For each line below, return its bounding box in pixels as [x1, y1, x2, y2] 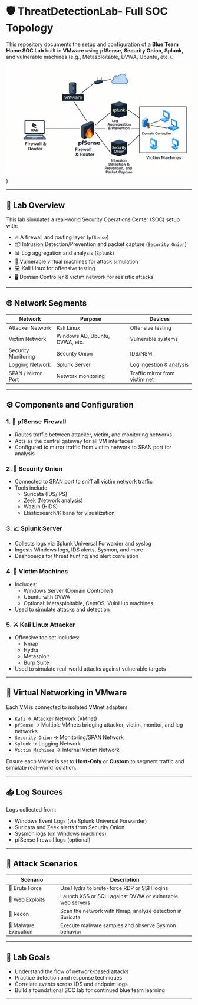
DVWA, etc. [56, 339, 84, 346]
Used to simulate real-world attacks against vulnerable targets [14, 665, 166, 672]
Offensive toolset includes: [14, 633, 80, 641]
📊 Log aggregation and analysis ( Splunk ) [14, 249, 115, 257]
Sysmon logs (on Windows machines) [14, 830, 107, 837]
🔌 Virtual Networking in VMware [6, 688, 127, 698]
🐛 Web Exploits [8, 896, 45, 903]
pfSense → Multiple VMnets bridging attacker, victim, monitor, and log [14, 721, 183, 728]
